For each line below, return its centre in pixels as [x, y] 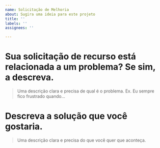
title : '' [15, 19]
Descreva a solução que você [66, 116]
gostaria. [24, 127]
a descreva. [29, 77]
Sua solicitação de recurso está [71, 57]
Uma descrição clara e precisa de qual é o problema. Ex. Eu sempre [86, 91]
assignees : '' [20, 28]
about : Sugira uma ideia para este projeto [50, 14]
